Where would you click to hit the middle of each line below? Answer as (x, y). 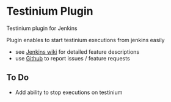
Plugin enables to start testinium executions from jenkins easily (85, 40)
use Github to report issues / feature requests (72, 58)
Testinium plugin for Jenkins (42, 28)
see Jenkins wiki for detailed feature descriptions (77, 52)
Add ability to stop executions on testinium (69, 92)
